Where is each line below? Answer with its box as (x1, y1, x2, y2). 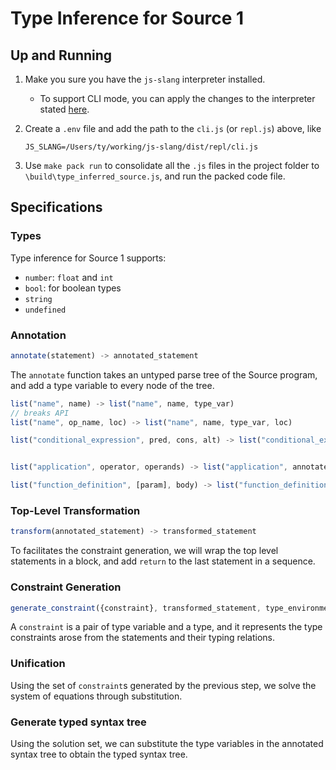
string (24, 294, 53, 304)
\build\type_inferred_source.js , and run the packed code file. (24, 170, 286, 182)
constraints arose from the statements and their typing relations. (10, 632, 275, 644)
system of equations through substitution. (10, 690, 183, 702)
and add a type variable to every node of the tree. (10, 379, 215, 391)
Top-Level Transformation (10, 504, 141, 518)
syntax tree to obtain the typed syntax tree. (10, 748, 188, 761)
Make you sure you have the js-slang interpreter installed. (24, 73, 266, 85)
